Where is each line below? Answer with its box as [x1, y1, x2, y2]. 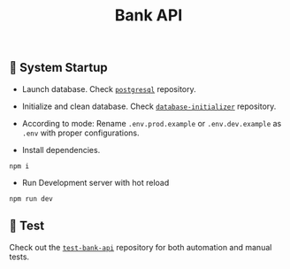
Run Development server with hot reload [21, 177, 170, 188]
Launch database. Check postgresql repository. [21, 83, 196, 94]
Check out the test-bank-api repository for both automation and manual [9, 242, 272, 252]
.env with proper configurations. [21, 127, 140, 138]
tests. [9, 251, 29, 262]
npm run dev [9, 194, 53, 204]
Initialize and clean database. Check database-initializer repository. [21, 101, 277, 111]
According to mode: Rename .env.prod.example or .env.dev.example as [21, 118, 282, 128]
